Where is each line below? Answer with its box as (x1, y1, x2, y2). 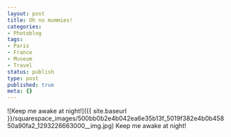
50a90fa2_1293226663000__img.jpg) (7, 122, 115, 130)
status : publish (7, 68, 54, 75)
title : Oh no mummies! (7, 17, 73, 24)
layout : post (7, 10, 45, 17)
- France (7, 49, 33, 56)
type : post (7, 74, 39, 82)
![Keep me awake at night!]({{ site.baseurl (7, 107, 127, 115)
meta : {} (7, 88, 33, 95)
